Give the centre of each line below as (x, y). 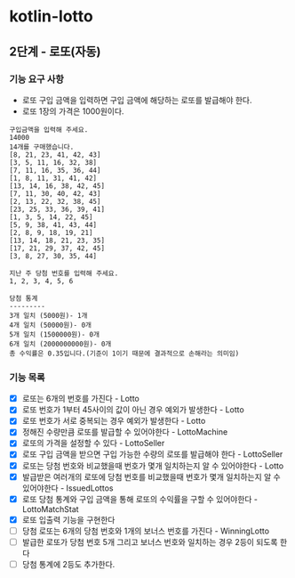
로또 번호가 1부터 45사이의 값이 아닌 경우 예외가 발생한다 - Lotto (133, 410)
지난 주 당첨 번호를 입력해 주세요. (64, 273)
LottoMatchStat (50, 509)
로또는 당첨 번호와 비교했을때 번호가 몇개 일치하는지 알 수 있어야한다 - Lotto (153, 466)
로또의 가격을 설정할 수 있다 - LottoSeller (93, 444)
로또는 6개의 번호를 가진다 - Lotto (80, 399)
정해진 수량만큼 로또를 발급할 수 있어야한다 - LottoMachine (125, 432)
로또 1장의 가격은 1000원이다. (73, 111)
